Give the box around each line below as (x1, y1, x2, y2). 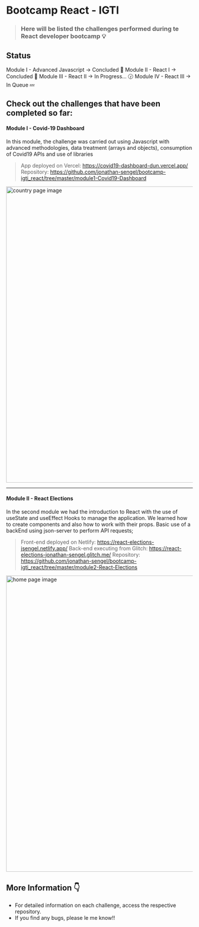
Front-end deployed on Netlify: (20, 538, 96, 546)
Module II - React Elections (6, 495, 73, 502)
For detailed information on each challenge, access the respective (14, 902, 176, 909)
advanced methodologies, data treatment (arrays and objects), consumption (6, 144, 192, 151)
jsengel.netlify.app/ (20, 544, 68, 551)
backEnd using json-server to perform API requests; (6, 527, 134, 534)
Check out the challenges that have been (6, 99, 161, 109)
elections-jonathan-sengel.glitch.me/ (20, 551, 111, 558)
